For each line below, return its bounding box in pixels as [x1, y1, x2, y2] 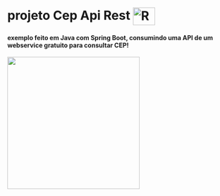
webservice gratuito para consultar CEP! [7, 41, 129, 49]
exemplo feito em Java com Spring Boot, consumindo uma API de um [7, 33, 214, 42]
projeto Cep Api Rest [7, 7, 130, 23]
